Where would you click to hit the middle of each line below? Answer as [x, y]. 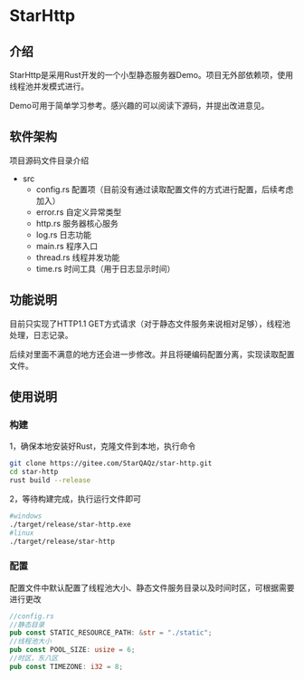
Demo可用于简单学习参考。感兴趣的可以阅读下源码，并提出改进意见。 [139, 106]
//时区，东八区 [34, 658]
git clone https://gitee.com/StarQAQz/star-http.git [111, 463]
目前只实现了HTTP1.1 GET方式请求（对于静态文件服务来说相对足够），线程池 [150, 324]
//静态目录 [27, 625]
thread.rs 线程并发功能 [78, 257]
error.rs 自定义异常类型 [79, 212]
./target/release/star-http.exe [70, 524]
